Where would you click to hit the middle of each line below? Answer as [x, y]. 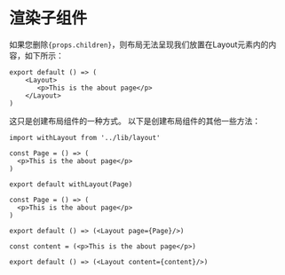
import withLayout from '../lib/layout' [85, 137]
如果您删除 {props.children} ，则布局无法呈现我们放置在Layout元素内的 [139, 44]
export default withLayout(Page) [71, 184]
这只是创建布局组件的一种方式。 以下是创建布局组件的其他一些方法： [135, 121]
